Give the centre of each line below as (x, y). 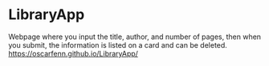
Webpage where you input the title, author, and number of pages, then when (135, 37)
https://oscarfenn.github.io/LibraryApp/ (73, 53)
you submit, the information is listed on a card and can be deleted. (118, 45)
